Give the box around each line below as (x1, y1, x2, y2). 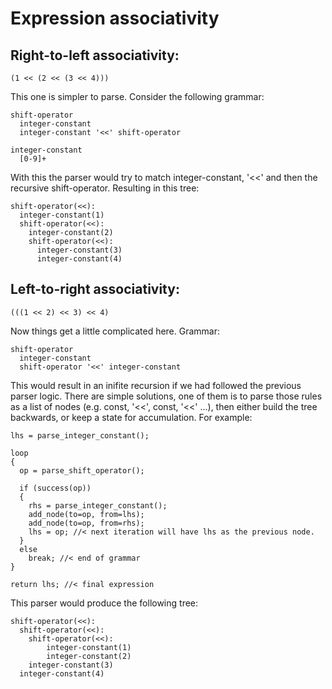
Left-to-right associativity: (10, 281, 180, 298)
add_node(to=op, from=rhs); (28, 518, 145, 528)
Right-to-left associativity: (10, 47, 180, 64)
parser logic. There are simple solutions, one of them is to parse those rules (10, 390, 323, 402)
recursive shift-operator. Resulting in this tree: (10, 182, 200, 194)
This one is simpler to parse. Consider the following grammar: (10, 91, 265, 102)
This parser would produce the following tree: (10, 597, 199, 609)
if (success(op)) (19, 483, 92, 493)
